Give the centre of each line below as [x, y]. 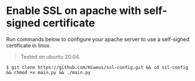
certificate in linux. [29, 45]
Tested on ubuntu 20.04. [50, 57]
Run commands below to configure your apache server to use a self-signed [98, 39]
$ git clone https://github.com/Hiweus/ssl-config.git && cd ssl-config [97, 67]
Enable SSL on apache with [74, 11]
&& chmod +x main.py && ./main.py [49, 72]
